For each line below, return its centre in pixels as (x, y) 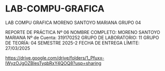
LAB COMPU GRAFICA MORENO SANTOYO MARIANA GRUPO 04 (73, 22)
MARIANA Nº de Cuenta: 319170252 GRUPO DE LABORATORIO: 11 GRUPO (82, 37)
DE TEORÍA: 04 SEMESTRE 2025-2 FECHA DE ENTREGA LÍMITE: (72, 42)
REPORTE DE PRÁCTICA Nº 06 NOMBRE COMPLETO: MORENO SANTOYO (83, 32)
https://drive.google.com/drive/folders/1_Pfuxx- (55, 57)
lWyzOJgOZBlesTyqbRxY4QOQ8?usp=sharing (53, 63)
